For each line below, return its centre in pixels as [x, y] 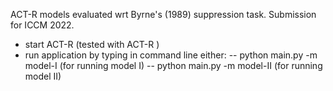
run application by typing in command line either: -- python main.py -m [171, 55]
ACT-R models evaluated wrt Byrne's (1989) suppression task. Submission [163, 14]
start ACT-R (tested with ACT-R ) [92, 44]
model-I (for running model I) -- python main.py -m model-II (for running [173, 65]
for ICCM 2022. [42, 25]
